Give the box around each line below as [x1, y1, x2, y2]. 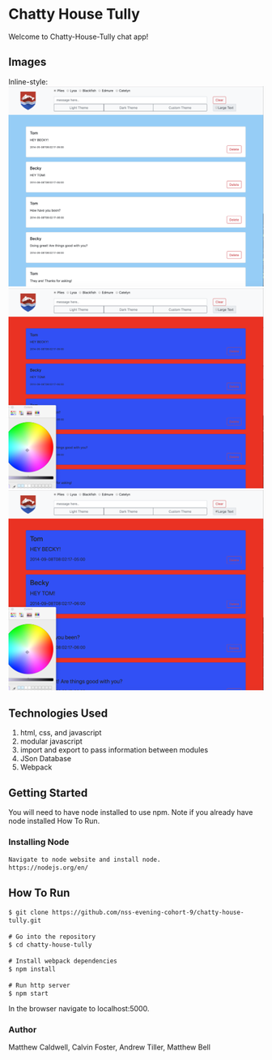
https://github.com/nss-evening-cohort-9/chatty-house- [51, 908, 244, 917]
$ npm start [8, 989, 49, 998]
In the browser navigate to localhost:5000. [8, 1004, 150, 1014]
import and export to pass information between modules [19, 745, 209, 755]
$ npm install [8, 965, 57, 974]
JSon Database [19, 754, 71, 764]
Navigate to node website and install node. [8, 855, 161, 864]
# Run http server [8, 981, 70, 990]
